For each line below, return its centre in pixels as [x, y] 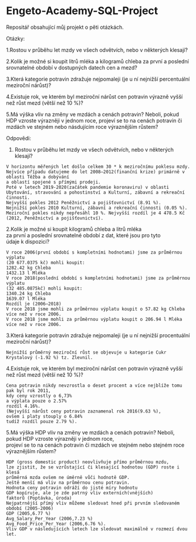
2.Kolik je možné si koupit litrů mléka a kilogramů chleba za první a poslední [97, 61]
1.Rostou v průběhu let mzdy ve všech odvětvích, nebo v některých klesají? [97, 50]
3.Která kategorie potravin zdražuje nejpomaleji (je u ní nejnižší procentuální [98, 335]
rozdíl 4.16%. [23, 406]
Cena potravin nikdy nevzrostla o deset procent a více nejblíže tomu [94, 385]
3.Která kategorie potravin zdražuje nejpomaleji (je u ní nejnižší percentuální [98, 79]
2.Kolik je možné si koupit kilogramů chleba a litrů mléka [74, 229]
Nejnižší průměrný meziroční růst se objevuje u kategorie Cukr [86, 352]
